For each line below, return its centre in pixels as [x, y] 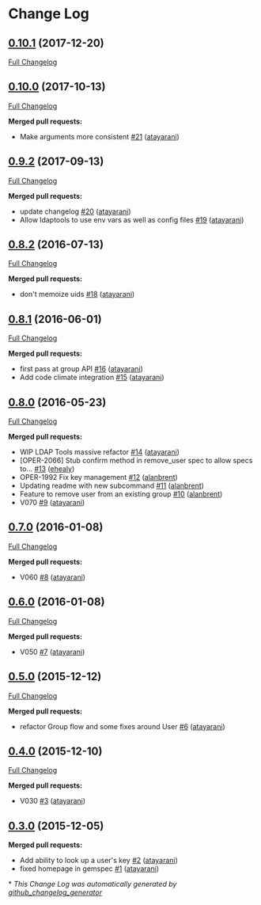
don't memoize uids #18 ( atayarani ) [77, 295]
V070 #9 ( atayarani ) [52, 503]
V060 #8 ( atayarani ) [52, 577]
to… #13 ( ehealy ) [47, 469]
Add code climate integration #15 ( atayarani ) [92, 378]
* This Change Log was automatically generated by [93, 884]
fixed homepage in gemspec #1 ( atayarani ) [89, 869]
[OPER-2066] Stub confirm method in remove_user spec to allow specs [136, 461]
